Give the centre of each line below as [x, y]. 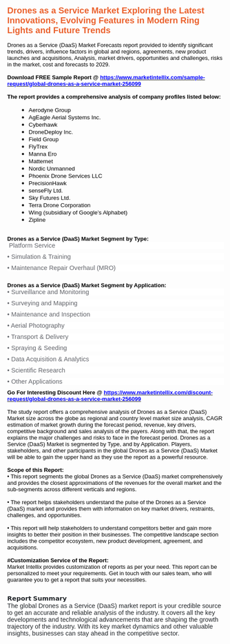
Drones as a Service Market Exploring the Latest [106, 10]
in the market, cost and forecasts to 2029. [59, 64]
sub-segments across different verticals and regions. [72, 489]
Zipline [37, 220]
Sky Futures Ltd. [50, 198]
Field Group [44, 139]
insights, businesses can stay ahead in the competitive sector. [94, 633]
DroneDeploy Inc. [51, 132]
